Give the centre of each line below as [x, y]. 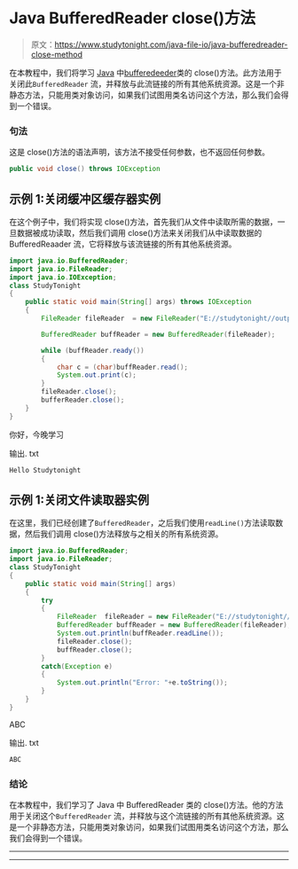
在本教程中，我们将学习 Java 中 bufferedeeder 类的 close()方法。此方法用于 [145, 73]
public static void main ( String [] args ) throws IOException [138, 302]
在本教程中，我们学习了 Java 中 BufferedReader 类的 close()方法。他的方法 [146, 805]
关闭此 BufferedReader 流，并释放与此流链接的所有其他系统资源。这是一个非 [147, 83]
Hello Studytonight [45, 470]
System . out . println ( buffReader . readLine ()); [140, 634]
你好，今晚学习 [36, 434]
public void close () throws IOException [85, 169]
